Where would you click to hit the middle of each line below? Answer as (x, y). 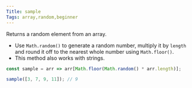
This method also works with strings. (60, 58)
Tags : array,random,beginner (42, 17)
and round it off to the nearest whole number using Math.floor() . (94, 51)
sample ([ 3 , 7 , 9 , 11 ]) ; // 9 (42, 79)
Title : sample (24, 12)
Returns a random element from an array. (56, 34)
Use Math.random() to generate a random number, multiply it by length (100, 45)
